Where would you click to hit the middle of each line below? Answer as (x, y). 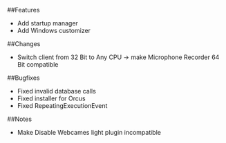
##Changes (24, 44)
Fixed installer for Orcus (51, 98)
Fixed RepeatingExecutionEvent (62, 106)
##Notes (20, 119)
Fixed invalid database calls (57, 91)
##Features (23, 10)
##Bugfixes (23, 78)
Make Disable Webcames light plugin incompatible (89, 132)
